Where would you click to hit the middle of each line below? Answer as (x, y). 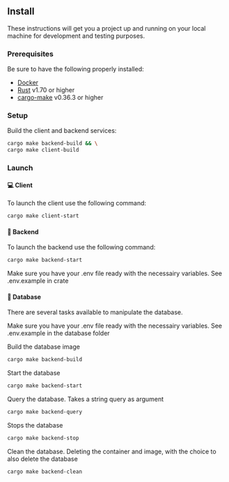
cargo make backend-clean (45, 472)
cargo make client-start (43, 216)
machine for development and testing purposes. (76, 36)
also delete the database (42, 459)
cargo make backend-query (45, 412)
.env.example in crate (38, 281)
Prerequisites (30, 54)
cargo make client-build (43, 150)
